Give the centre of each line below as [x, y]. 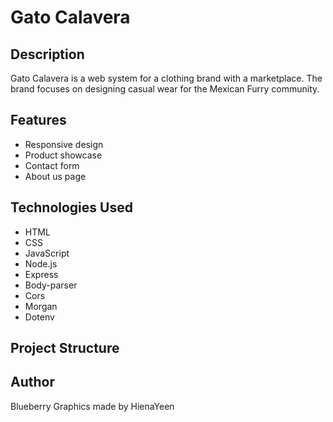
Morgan [41, 306]
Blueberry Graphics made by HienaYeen [92, 406]
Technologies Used [71, 207]
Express [41, 274]
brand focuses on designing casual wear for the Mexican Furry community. [165, 89]
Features [38, 120]
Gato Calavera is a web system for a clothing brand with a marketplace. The [166, 78]
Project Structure [65, 348]
